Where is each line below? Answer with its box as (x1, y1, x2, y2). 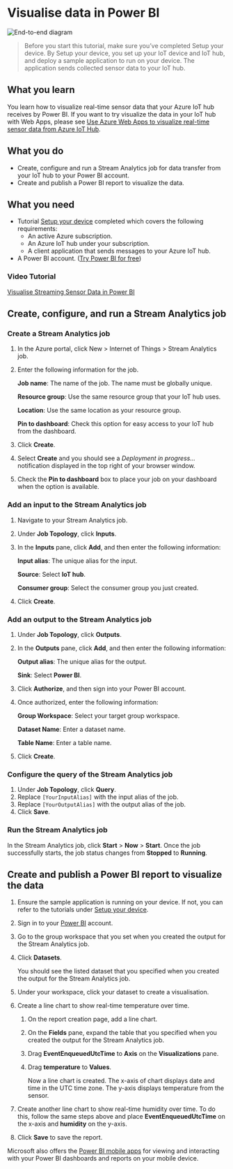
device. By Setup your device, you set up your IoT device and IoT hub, (24, 49, 225, 57)
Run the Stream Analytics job (7, 825, 108, 835)
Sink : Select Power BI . (17, 670, 82, 679)
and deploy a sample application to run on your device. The (24, 56, 195, 64)
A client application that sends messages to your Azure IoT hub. (27, 247, 211, 256)
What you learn (7, 84, 75, 96)
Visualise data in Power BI (7, 5, 160, 21)
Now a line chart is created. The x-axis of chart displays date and (27, 1077, 215, 1085)
